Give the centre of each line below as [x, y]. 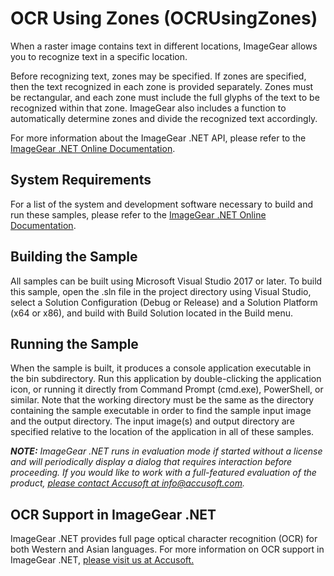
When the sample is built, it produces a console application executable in [161, 368]
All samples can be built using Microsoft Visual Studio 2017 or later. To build [166, 281]
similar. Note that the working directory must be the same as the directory [162, 400]
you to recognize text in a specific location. [99, 56]
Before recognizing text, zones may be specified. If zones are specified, [158, 76]
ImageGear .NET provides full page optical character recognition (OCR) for [164, 539]
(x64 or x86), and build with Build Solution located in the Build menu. [152, 313]
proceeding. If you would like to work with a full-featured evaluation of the [163, 473]
